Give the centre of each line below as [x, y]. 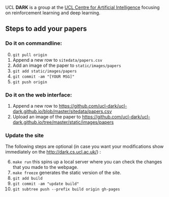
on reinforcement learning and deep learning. [53, 13]
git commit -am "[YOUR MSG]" [44, 77]
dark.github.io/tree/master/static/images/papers [63, 122]
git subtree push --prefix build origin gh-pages [66, 189]
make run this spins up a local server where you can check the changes [87, 162]
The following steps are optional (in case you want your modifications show [84, 146]
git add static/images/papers [45, 71]
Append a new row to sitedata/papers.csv [58, 60]
